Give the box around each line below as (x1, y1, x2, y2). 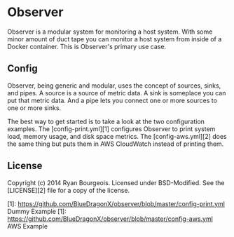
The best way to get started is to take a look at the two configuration (7, 117, 205, 126)
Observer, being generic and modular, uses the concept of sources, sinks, (7, 81, 221, 90)
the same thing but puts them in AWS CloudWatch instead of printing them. (7, 140, 224, 148)
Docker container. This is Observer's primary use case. (7, 42, 167, 50)
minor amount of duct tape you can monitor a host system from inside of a (7, 34, 222, 43)
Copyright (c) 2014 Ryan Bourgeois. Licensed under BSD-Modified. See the (7, 178, 226, 187)
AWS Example (7, 222, 48, 230)
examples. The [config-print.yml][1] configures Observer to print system (7, 124, 216, 133)
